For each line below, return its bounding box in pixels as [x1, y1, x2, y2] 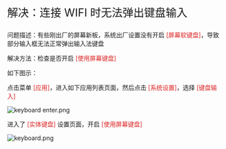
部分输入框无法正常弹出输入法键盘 [7, 39, 104, 48]
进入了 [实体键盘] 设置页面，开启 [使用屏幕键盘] [7, 120, 143, 128]
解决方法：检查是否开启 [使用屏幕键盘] [7, 54, 117, 62]
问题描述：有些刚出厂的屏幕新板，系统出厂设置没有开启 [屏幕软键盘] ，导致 [7, 31, 220, 39]
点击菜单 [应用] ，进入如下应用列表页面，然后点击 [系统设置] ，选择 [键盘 [7, 83, 211, 92]
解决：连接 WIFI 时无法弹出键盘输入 [7, 6, 188, 19]
